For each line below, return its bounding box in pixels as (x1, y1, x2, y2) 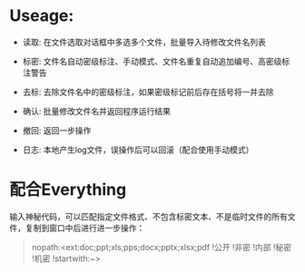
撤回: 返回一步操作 (22, 124, 92, 136)
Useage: (9, 5, 74, 26)
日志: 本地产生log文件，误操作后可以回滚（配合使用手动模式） (22, 144, 254, 155)
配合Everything (9, 180, 127, 200)
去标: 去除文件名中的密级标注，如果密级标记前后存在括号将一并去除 (22, 86, 274, 97)
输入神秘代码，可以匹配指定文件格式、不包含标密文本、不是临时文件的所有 (9, 210, 288, 222)
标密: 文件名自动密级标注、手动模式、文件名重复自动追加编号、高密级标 (22, 55, 290, 66)
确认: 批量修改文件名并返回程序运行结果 (22, 105, 171, 116)
